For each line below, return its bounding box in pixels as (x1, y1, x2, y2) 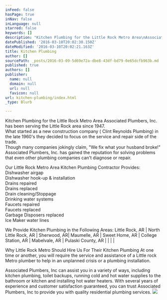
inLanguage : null (5, 21, 41, 26)
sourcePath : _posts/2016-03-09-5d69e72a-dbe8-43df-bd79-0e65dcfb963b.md (5, 58, 159, 63)
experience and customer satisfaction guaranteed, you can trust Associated (5, 283, 161, 289)
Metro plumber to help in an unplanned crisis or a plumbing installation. (5, 258, 151, 264)
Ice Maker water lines (5, 217, 49, 223)
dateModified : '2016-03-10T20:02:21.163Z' (5, 44, 94, 49)
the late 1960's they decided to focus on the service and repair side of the (5, 134, 157, 140)
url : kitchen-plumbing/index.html (5, 95, 77, 100)
